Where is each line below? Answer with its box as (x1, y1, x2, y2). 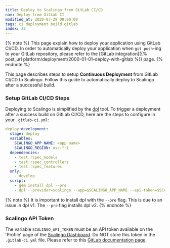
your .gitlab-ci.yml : (5, 117, 49, 123)
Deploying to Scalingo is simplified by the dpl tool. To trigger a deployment (5, 106, 161, 112)
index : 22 (5, 26, 26, 31)
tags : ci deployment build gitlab (5, 21, 78, 27)
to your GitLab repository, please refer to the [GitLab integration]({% (5, 51, 148, 57)
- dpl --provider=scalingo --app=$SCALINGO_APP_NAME (14, 187, 128, 192)
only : (10, 169, 22, 174)
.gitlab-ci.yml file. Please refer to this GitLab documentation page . (5, 237, 147, 243)
